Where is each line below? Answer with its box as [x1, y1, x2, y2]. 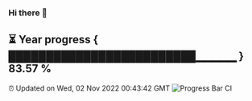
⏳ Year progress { [8, 33, 99, 46]
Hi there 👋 [8, 7, 48, 18]
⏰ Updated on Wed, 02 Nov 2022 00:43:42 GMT [8, 83, 171, 93]
